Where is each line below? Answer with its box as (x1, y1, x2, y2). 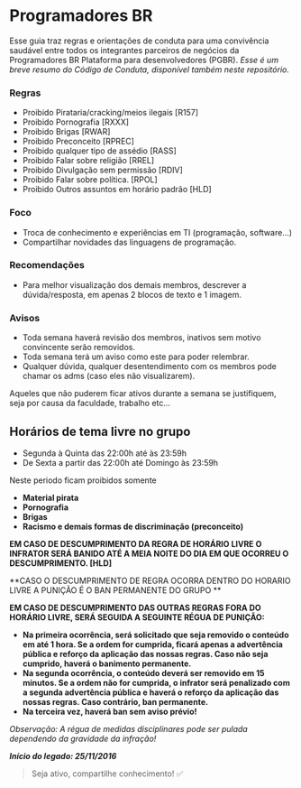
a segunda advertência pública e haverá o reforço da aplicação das (22, 687, 279, 698)
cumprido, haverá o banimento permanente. (22, 658, 192, 669)
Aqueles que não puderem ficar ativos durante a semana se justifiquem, (9, 388, 277, 399)
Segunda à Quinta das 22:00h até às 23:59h (22, 448, 187, 459)
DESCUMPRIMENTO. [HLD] (9, 557, 113, 569)
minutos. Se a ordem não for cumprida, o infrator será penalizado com (22, 677, 290, 688)
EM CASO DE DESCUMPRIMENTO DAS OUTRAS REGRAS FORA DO (9, 602, 261, 613)
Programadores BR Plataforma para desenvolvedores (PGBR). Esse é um (9, 54, 279, 65)
